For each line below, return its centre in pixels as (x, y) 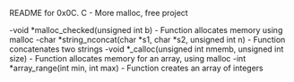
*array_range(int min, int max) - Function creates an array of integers (136, 68)
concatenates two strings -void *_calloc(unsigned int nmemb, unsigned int (147, 49)
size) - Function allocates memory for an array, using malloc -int (128, 58)
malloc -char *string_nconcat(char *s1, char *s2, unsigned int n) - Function (147, 40)
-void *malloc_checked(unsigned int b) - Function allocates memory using (146, 30)
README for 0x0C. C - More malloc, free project (99, 13)
